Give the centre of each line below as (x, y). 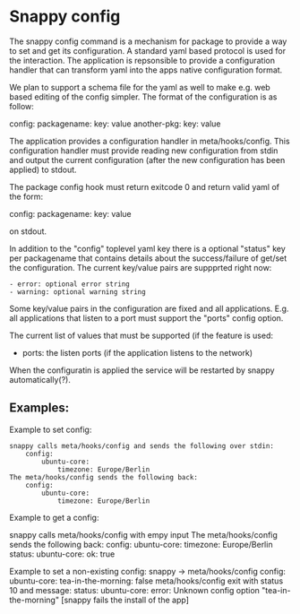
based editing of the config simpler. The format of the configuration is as (143, 97)
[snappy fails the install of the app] (125, 600)
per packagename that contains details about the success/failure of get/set (148, 258)
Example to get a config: (54, 517)
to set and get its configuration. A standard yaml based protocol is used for (148, 50)
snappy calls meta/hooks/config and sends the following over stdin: (142, 445)
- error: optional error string (69, 284)
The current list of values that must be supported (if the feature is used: (141, 335)
